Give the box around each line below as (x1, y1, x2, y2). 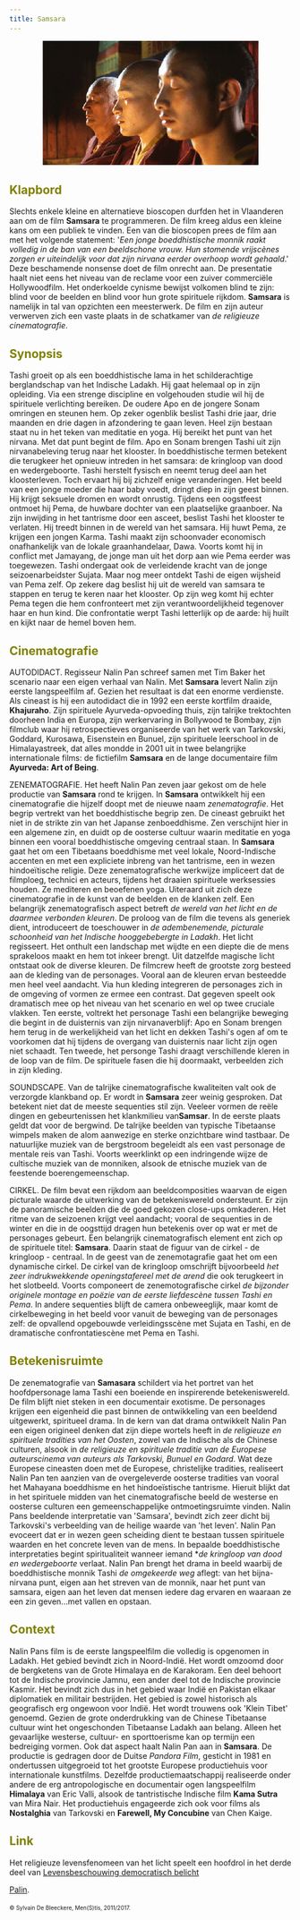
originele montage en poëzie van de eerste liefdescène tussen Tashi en (9, 1290, 273, 1301)
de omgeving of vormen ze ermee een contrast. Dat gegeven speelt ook (9, 989, 276, 1000)
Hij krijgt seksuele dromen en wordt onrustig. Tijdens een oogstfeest (9, 493, 262, 505)
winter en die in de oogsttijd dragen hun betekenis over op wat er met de (9, 1223, 279, 1234)
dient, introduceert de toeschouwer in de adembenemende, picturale (9, 922, 264, 933)
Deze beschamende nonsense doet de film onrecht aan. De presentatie (9, 263, 273, 274)
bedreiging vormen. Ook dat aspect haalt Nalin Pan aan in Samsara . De (9, 1741, 272, 1752)
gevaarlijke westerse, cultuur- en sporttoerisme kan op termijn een (9, 1731, 255, 1742)
